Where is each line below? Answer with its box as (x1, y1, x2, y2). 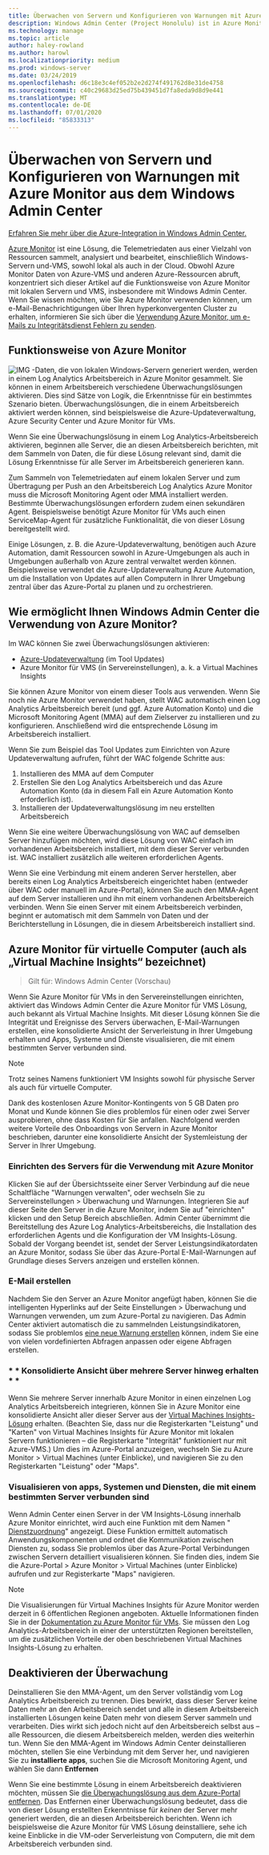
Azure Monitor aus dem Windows (8, 185, 235, 203)
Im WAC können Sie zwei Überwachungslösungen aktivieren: (8, 639, 210, 649)
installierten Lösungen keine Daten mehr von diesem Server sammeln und (8, 1713, 252, 1723)
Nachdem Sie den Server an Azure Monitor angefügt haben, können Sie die (8, 1294, 258, 1303)
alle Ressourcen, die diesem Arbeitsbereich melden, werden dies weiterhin (8, 1730, 255, 1740)
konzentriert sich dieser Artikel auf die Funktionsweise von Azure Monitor (8, 277, 251, 287)
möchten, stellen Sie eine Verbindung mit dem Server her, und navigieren (8, 1747, 250, 1756)
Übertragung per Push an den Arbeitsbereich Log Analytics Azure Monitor (8, 481, 253, 491)
